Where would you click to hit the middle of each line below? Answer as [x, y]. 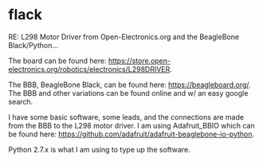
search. [21, 101]
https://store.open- [139, 61]
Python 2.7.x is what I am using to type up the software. [99, 149]
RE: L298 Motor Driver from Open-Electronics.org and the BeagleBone [124, 37]
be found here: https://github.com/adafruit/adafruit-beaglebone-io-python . [131, 134]
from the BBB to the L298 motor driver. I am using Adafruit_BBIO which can [131, 125]
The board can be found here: [57, 61]
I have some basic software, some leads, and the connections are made [126, 117]
